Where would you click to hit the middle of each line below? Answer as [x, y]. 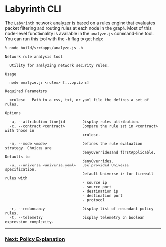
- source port [97, 187]
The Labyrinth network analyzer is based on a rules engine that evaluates [80, 23]
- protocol [94, 200]
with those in [20, 130]
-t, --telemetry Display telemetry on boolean [77, 217]
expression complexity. [30, 222]
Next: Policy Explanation [35, 239]
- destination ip [100, 191]
